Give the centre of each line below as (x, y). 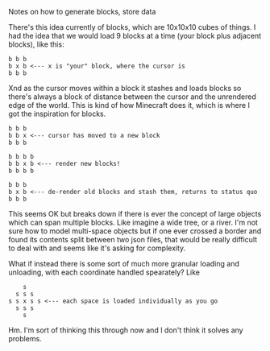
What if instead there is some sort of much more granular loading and (124, 264)
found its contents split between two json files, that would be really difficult (133, 240)
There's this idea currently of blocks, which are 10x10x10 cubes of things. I (132, 27)
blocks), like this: (36, 44)
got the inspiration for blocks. (57, 114)
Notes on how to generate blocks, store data (82, 12)
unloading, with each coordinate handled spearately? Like (104, 272)
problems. (25, 339)
